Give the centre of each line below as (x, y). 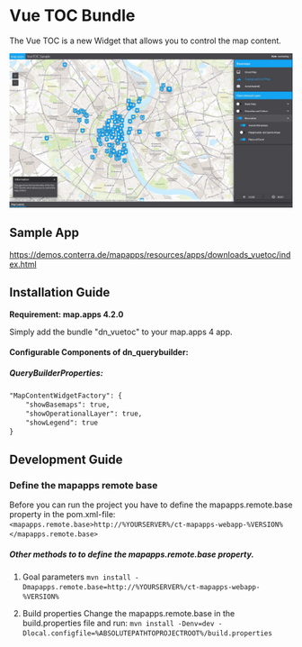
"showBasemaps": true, (68, 405)
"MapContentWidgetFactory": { (66, 396)
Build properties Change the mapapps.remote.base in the (129, 613)
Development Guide (66, 459)
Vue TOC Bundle (72, 16)
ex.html (23, 264)
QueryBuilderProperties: (56, 373)
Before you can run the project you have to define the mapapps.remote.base (151, 505)
